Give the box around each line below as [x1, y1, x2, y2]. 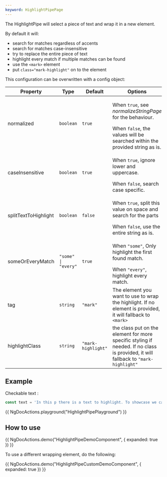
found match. [112, 254, 144, 261]
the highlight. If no [112, 299, 155, 306]
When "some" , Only [112, 242, 157, 249]
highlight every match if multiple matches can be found [12, 56, 126, 62]
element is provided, [112, 305, 160, 312]
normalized [7, 120, 34, 127]
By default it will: [5, 30, 39, 36]
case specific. [112, 186, 145, 193]
